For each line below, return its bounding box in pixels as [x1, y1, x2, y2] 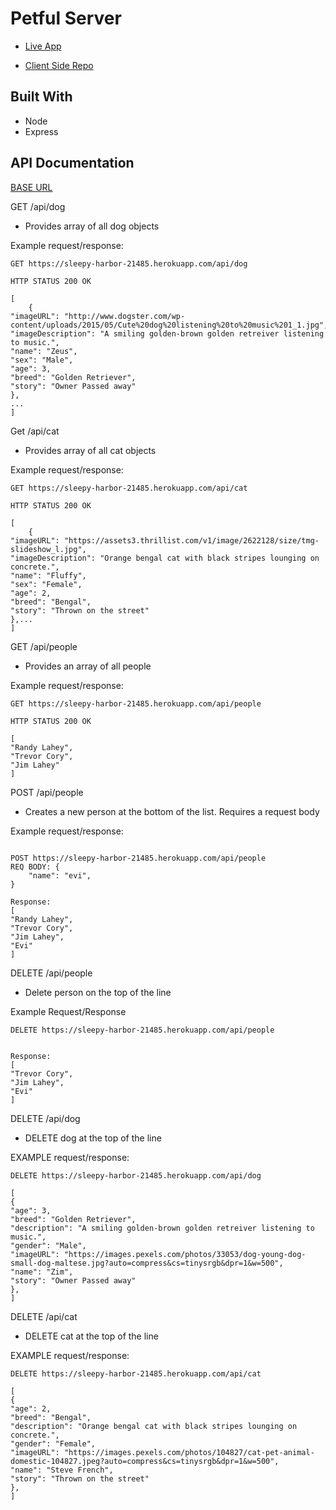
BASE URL [10, 181, 53, 193]
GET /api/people [10, 640, 78, 652]
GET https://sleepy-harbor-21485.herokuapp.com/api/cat [10, 483, 248, 493]
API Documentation [10, 155, 135, 172]
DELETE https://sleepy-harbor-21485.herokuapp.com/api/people [10, 1025, 275, 1035]
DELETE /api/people [10, 967, 93, 979]
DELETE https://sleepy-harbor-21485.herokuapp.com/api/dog [10, 1170, 262, 1181]
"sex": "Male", [10, 355, 74, 365]
